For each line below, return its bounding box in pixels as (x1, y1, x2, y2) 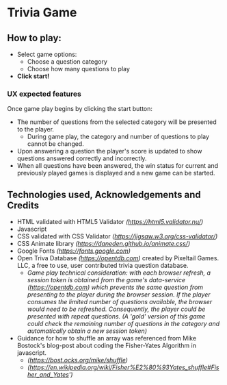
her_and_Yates (27, 371, 70, 379)
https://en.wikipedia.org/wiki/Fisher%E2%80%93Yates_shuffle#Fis (29, 363, 220, 371)
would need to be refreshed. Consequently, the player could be (27, 305, 206, 313)
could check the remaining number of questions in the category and (27, 320, 220, 328)
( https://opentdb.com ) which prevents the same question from (27, 283, 204, 292)
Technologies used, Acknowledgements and (7, 188, 201, 200)
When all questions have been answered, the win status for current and (16, 162, 219, 170)
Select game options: (16, 50, 77, 58)
